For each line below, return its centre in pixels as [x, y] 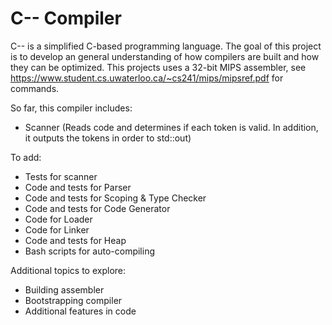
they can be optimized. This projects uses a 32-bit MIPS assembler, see [158, 67]
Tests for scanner [61, 176]
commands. [35, 88]
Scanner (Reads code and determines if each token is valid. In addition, [171, 127]
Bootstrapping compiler [73, 300]
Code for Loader [58, 219]
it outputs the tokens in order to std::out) [108, 138]
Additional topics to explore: [68, 270]
